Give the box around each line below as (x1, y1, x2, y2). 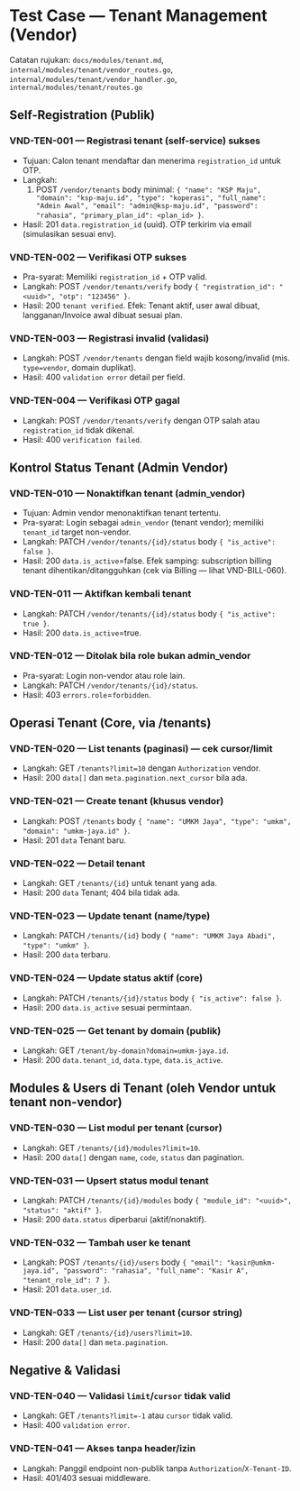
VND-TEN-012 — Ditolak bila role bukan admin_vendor (9, 650, 251, 663)
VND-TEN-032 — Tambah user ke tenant (9, 1236, 191, 1249)
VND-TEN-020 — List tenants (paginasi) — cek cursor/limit (9, 743, 273, 755)
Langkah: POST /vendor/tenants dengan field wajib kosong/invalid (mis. (22, 352, 291, 363)
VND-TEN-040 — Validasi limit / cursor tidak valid (9, 1389, 232, 1402)
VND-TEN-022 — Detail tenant (9, 857, 146, 870)
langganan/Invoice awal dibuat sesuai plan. (22, 309, 183, 320)
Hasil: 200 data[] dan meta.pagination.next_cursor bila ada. (22, 773, 248, 783)
